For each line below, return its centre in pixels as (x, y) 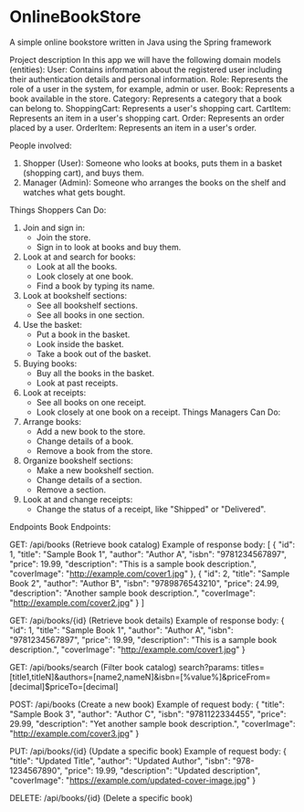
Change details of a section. (89, 480)
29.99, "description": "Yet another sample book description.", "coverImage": (152, 723)
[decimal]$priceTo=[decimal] (64, 686)
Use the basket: (52, 324)
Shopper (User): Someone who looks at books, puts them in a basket (152, 163)
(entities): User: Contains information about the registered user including (146, 69)
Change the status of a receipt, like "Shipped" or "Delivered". (151, 509)
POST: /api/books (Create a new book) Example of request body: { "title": (147, 704)
